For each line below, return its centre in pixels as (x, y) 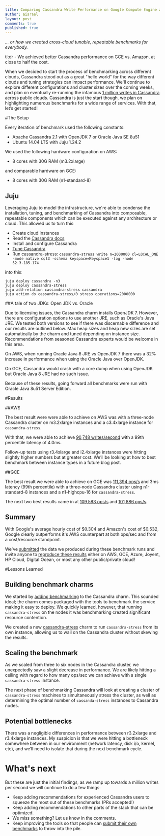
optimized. (23, 813)
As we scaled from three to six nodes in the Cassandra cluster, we (72, 665)
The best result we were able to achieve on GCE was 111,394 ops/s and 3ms (82, 482)
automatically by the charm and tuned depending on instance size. (72, 334)
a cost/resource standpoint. (33, 539)
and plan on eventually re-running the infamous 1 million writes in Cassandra (82, 93)
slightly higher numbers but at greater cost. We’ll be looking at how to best (81, 457)
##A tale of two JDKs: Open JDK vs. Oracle (49, 303)
